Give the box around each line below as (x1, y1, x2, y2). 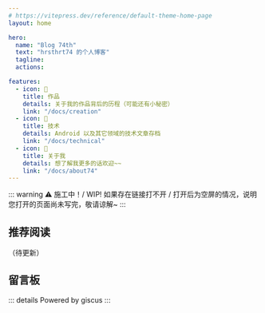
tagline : (15, 56, 45, 64)
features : (8, 77, 42, 85)
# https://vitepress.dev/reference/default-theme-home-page (8, 11, 213, 20)
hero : (8, 34, 26, 42)
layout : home (8, 19, 52, 27)
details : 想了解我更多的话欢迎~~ (22, 159, 122, 168)
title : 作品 (22, 93, 60, 101)
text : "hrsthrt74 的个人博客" (15, 49, 110, 57)
